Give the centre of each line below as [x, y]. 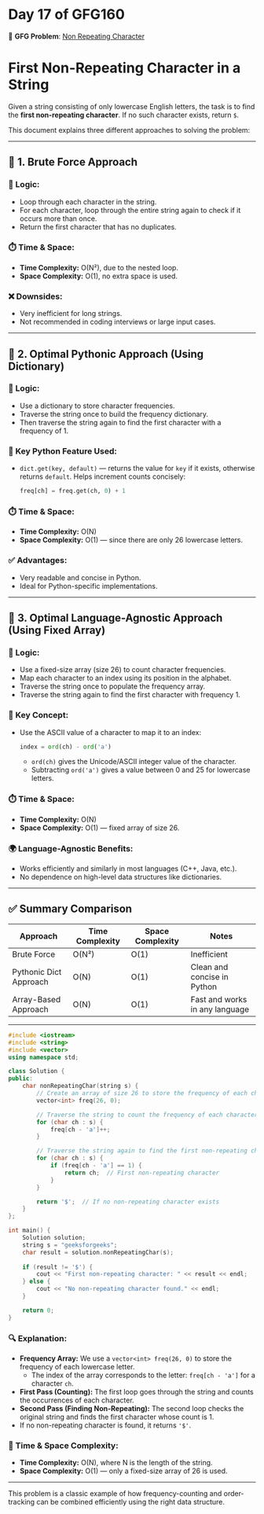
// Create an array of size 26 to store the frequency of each [142, 1093]
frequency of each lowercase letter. [77, 1366]
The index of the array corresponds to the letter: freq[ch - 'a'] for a [143, 1375]
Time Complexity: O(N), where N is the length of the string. [116, 1463]
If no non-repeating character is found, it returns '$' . [105, 1425]
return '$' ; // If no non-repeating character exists [128, 1202]
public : [21, 1079]
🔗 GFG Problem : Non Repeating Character [77, 36]
